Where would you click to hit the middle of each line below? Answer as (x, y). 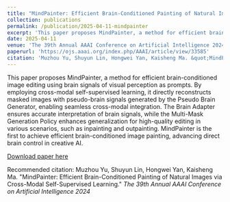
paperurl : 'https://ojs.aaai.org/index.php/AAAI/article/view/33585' (108, 52)
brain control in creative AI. (45, 143)
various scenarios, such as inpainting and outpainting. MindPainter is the (110, 128)
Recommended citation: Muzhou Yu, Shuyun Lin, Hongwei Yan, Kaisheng (110, 169)
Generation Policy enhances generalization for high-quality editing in (104, 121)
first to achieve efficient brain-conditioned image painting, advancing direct (114, 136)
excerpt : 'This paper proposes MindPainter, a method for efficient (107, 33)
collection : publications (44, 20)
